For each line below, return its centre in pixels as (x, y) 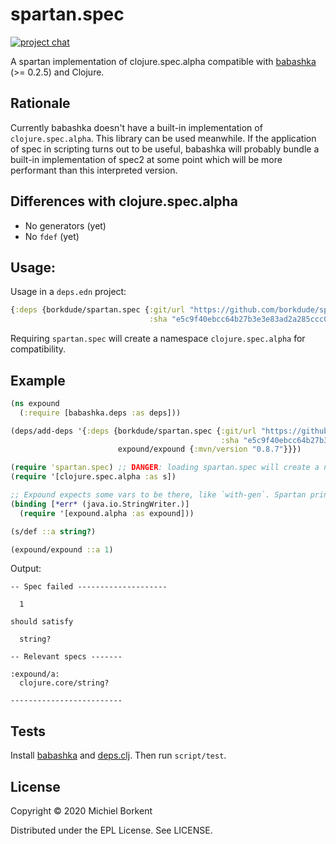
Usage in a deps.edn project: (68, 292)
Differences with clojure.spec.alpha (124, 201)
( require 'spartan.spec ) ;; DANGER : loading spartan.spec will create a (165, 468)
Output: (26, 569)
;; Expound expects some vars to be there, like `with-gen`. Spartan (158, 495)
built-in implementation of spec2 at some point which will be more (146, 159)
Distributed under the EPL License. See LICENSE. (111, 830)
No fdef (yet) (52, 236)
